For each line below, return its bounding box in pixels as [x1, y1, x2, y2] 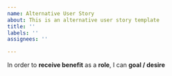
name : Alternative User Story [7, 10, 95, 17]
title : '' [7, 23, 36, 30]
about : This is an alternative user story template [7, 17, 160, 23]
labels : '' [7, 29, 39, 37]
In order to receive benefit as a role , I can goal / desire [7, 61, 165, 69]
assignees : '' [7, 36, 49, 43]
